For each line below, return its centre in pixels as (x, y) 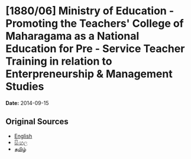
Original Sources (37, 122)
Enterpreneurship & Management (89, 74)
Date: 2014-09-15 (27, 103)
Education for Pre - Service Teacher (95, 49)
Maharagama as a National (72, 36)
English (23, 136)
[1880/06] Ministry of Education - (90, 11)
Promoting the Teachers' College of (95, 23)
